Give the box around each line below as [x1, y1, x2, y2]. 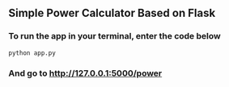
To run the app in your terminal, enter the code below [8, 31, 221, 42]
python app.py [8, 48, 57, 57]
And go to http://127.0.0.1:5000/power [8, 68, 163, 79]
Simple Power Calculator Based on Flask [8, 6, 216, 20]
